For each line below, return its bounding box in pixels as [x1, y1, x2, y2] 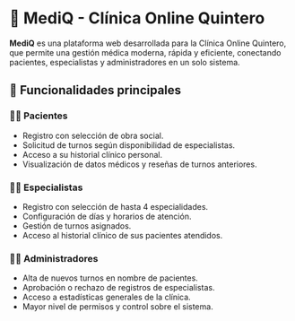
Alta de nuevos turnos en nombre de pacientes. [22, 273, 199, 283]
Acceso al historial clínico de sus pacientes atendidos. [22, 230, 223, 240]
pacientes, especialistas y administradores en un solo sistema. [9, 56, 240, 67]
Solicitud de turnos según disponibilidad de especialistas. [22, 139, 236, 151]
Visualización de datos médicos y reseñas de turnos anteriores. [22, 159, 257, 169]
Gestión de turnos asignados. [22, 220, 132, 231]
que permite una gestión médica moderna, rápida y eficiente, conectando [9, 47, 282, 57]
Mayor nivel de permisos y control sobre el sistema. [22, 301, 213, 312]
